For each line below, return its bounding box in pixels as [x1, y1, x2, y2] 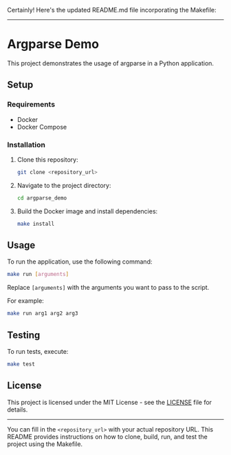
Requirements [7, 100, 56, 109]
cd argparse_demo [16, 194, 67, 202]
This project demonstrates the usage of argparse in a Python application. [7, 59, 214, 67]
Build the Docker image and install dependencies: [16, 207, 158, 215]
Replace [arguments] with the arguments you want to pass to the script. [7, 284, 210, 292]
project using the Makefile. [7, 440, 83, 448]
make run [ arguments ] [7, 271, 69, 278]
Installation [7, 140, 46, 149]
